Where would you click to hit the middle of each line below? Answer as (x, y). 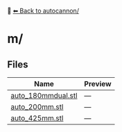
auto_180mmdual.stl (44, 96)
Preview (98, 84)
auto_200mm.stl (37, 107)
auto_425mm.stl (37, 118)
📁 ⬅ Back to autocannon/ (43, 11)
